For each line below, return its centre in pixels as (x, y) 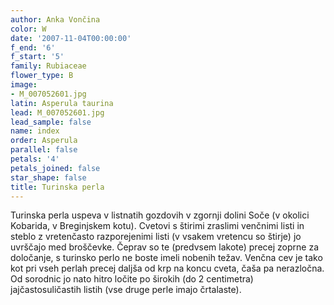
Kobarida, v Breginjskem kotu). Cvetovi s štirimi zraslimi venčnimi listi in (157, 226)
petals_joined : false (55, 168)
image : (24, 85)
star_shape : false (48, 177)
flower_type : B (42, 76)
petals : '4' (35, 159)
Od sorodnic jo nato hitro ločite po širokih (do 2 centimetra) (132, 279)
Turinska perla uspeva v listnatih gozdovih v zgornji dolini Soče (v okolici (160, 215)
